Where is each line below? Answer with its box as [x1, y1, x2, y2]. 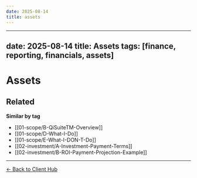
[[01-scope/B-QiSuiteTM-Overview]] [14, 124, 103, 131]
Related [6, 97, 35, 107]
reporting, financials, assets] [6, 50, 114, 60]
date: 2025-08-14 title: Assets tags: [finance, [6, 41, 176, 51]
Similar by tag [6, 112, 40, 119]
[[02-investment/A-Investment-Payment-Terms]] [14, 142, 133, 149]
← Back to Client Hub [6, 165, 57, 173]
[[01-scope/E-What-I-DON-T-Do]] [14, 136, 97, 143]
